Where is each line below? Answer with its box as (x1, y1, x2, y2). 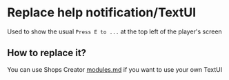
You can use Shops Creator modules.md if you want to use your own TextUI (7, 65, 223, 73)
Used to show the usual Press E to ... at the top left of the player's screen (7, 27, 222, 36)
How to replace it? (7, 47, 87, 59)
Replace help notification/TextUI (7, 5, 197, 21)
